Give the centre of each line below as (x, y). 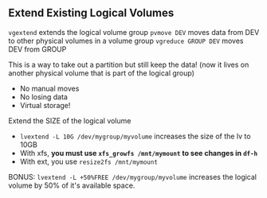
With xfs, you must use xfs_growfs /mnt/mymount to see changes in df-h (139, 153)
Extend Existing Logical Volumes (91, 13)
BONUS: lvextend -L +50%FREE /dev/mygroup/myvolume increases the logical (133, 177)
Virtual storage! (45, 105)
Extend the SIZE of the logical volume (70, 120)
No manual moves (49, 88)
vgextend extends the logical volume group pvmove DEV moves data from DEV (134, 32)
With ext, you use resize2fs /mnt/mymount (88, 161)
